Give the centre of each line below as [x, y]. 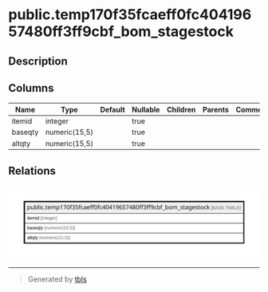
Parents [216, 109]
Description [38, 61]
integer [57, 121]
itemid [22, 121]
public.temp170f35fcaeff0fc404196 [130, 15]
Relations [32, 170]
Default [112, 109]
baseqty [25, 132]
